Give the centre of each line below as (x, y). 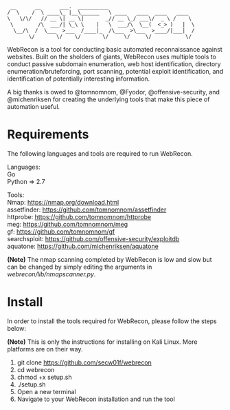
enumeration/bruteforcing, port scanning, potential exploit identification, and (115, 71)
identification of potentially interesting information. (79, 79)
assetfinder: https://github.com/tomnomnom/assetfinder (87, 209)
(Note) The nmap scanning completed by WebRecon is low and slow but (110, 259)
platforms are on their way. (45, 349)
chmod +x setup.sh (44, 377)
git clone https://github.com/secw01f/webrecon (84, 362)
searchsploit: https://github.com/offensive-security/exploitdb (93, 238)
